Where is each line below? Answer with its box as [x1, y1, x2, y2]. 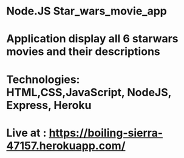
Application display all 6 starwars [6, 32, 179, 46]
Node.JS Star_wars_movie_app [6, 4, 167, 18]
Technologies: [6, 73, 80, 86]
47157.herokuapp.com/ [6, 139, 126, 153]
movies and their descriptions [6, 45, 160, 59]
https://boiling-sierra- [49, 126, 163, 140]
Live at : [6, 126, 47, 140]
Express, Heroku [6, 98, 92, 112]
